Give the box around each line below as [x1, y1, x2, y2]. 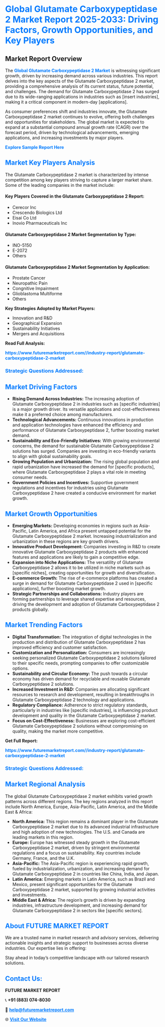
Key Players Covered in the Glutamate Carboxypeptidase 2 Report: [5, 193, 144, 199]
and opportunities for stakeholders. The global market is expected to [5, 119, 144, 125]
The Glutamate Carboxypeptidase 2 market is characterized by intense [5, 172, 149, 177]
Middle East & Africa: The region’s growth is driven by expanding [12, 897, 145, 903]
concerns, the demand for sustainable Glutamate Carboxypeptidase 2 [12, 443, 154, 449]
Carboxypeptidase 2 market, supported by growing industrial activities [12, 886, 156, 892]
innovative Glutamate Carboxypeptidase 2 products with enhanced [12, 549, 148, 555]
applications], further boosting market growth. [12, 585, 106, 591]
